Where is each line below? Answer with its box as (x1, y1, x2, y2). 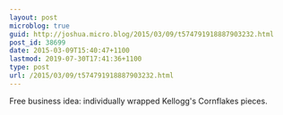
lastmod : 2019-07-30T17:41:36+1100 (9, 54, 142, 63)
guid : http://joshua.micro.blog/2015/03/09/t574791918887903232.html (9, 29, 275, 38)
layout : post (9, 12, 58, 22)
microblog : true (9, 21, 70, 30)
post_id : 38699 (9, 37, 66, 47)
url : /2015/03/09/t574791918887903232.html (9, 71, 175, 80)
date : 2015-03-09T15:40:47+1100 (9, 46, 130, 55)
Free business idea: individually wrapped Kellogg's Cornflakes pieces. (9, 95, 268, 106)
